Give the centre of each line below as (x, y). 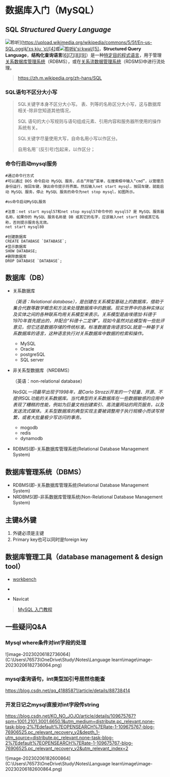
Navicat (21, 599)
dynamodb (31, 439)
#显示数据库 (16, 247)
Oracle (27, 349)
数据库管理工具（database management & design (84, 557)
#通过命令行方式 (20, 176)
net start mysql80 (25, 227)
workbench (24, 579)
